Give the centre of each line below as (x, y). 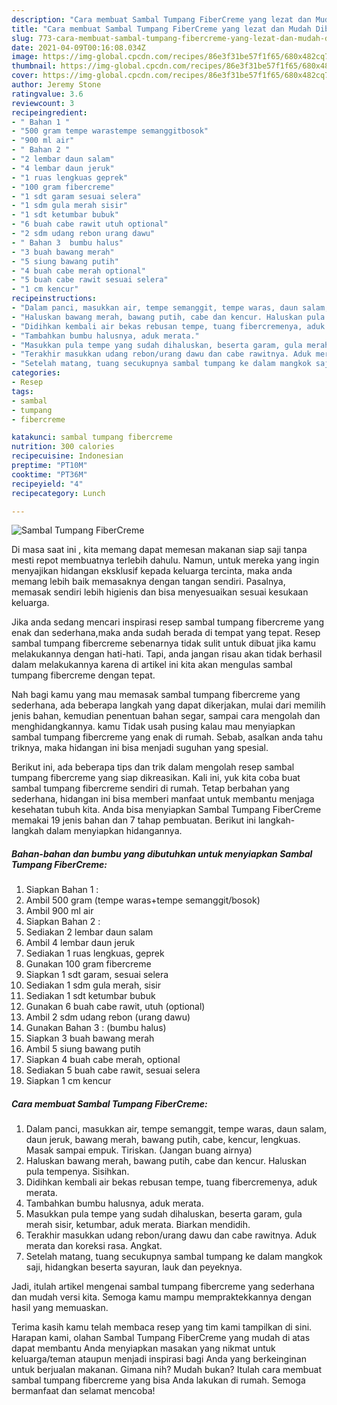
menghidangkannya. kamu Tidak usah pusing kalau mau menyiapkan (153, 727)
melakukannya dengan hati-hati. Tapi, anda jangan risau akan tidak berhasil (167, 654)
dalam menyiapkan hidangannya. (114, 831)
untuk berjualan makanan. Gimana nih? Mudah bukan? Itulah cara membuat (167, 1370)
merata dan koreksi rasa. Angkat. (94, 1246)
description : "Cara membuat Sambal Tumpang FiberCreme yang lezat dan (161, 19)
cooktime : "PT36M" (49, 474)
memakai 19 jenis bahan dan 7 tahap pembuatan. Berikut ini (133, 820)
